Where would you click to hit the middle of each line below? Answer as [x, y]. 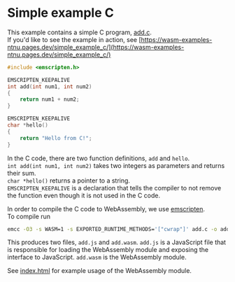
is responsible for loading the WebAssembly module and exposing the [108, 250]
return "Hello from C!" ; [56, 138]
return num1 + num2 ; [50, 99]
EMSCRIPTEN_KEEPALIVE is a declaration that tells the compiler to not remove [114, 188]
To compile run [29, 216]
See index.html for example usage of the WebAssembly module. [100, 271]
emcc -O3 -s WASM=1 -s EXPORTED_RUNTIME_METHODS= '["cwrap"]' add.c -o [112, 229]
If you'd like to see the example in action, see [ [74, 39]
